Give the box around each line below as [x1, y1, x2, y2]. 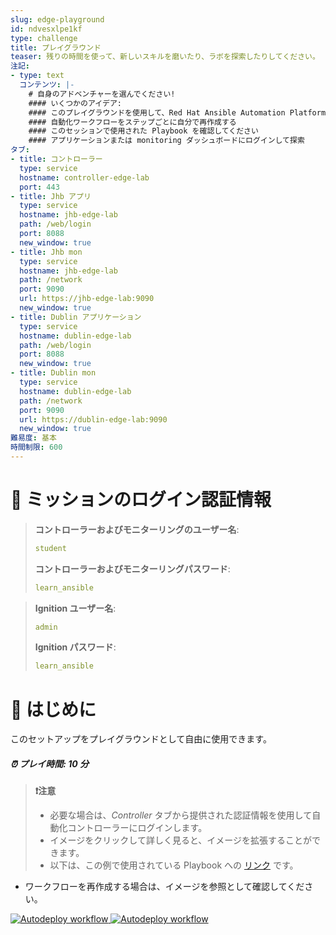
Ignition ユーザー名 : [34, 602, 117, 614]
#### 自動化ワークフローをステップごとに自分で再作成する [28, 117, 237, 127]
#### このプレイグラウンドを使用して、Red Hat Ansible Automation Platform [28, 107, 327, 118]
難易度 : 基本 [10, 433, 57, 443]
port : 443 [19, 182, 60, 192]
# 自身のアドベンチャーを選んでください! [28, 89, 176, 99]
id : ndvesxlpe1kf [10, 24, 83, 34]
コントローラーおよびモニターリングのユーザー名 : [34, 523, 240, 535]
